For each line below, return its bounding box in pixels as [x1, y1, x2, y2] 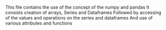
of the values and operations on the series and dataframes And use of [5, 15, 153, 20]
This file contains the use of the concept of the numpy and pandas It [5, 4, 150, 10]
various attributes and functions [5, 20, 73, 26]
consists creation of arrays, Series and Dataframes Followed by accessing [5, 9, 162, 15]
